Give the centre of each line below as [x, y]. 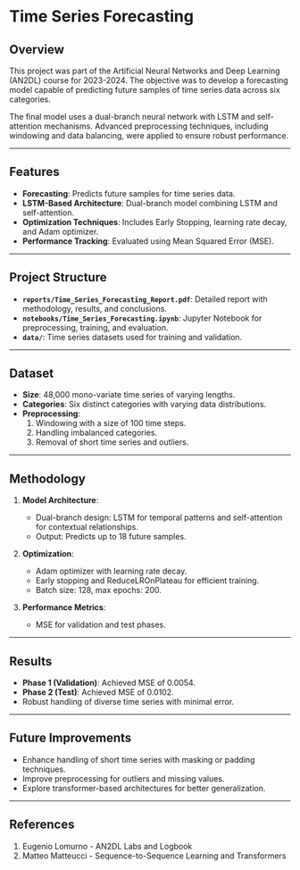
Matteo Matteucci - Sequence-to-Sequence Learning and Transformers [154, 856]
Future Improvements [71, 738]
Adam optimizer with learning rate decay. [111, 571]
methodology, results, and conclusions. [95, 308]
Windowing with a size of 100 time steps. [111, 423]
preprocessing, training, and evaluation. [95, 327]
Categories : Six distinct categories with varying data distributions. [144, 405]
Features [34, 172]
